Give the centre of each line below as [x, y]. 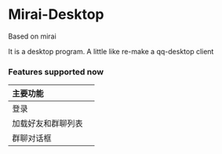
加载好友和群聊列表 [48, 123]
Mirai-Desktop [56, 15]
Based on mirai [32, 36]
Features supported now [56, 71]
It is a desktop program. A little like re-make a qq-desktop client [111, 51]
